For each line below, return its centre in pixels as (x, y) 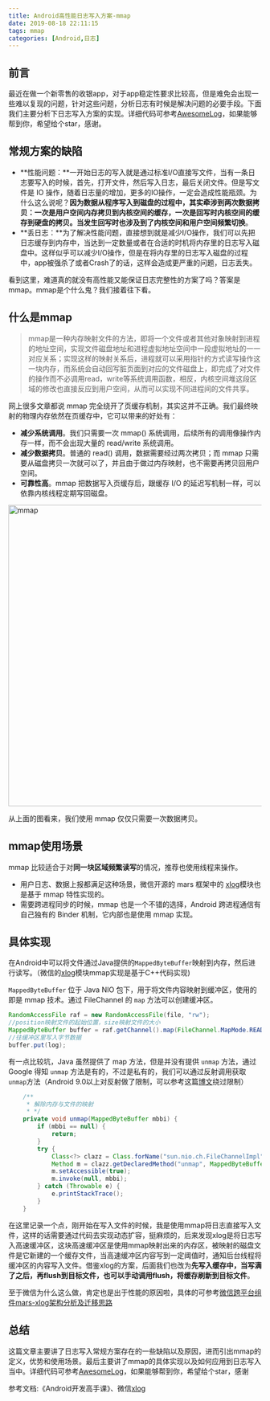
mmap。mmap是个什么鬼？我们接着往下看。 (82, 289)
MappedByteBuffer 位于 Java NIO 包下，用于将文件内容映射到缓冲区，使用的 (133, 990)
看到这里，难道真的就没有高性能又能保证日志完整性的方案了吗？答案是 (125, 280)
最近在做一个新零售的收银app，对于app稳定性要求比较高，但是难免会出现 (130, 94)
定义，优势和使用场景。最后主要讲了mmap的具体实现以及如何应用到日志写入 (135, 1361)
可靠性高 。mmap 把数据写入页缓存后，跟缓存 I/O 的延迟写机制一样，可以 (140, 483)
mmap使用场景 (45, 846)
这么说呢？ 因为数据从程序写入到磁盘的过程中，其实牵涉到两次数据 (143, 202)
